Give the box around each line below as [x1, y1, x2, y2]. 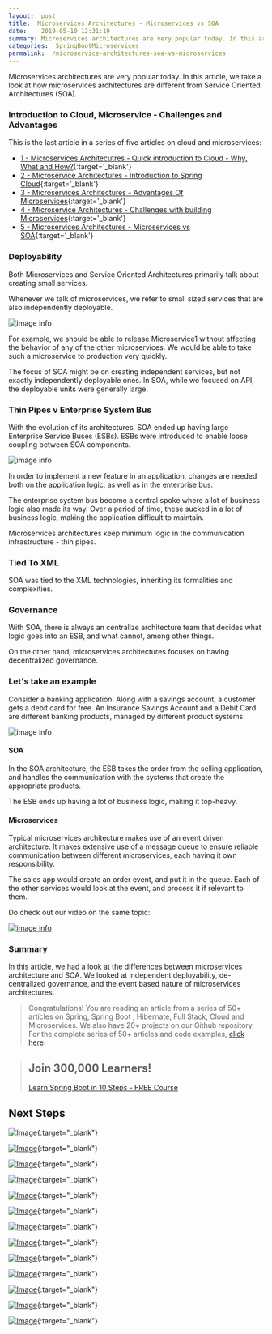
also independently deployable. [8, 302, 113, 312]
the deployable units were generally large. [8, 384, 148, 394]
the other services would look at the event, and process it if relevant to [8, 884, 244, 893]
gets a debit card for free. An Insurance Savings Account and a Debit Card [8, 702, 257, 713]
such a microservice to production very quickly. [8, 351, 168, 360]
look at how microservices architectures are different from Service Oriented [8, 80, 261, 90]
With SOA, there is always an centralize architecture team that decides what [8, 623, 261, 633]
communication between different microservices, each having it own [8, 850, 237, 860]
